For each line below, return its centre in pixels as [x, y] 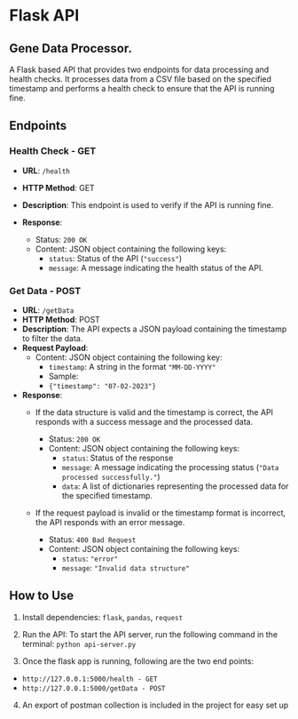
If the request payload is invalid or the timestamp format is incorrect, [161, 513]
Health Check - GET [53, 151]
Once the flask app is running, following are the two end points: [138, 661]
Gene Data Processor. [71, 48]
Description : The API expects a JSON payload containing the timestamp [154, 329]
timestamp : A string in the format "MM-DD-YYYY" [132, 366]
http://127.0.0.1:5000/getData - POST [94, 688]
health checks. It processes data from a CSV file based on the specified [141, 79]
